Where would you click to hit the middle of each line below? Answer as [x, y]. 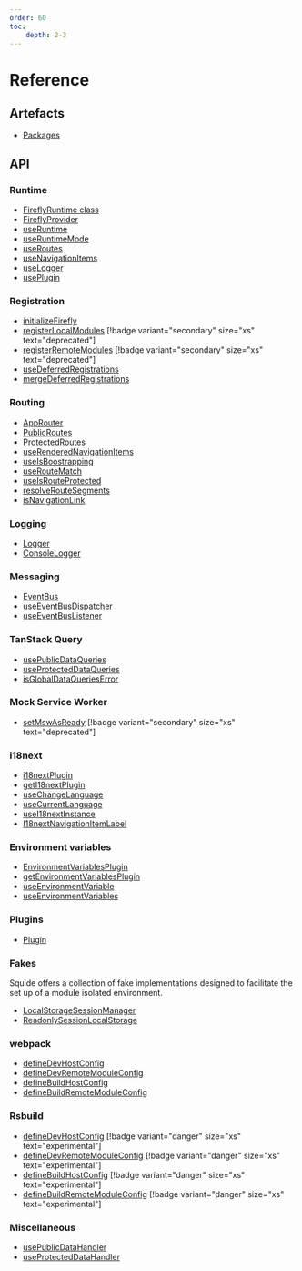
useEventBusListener [62, 616]
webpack [30, 1043]
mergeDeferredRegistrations [76, 379]
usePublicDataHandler [65, 1247]
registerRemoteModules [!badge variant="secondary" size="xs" [143, 350]
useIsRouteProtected [62, 480]
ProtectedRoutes [54, 442]
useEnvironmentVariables [70, 896]
